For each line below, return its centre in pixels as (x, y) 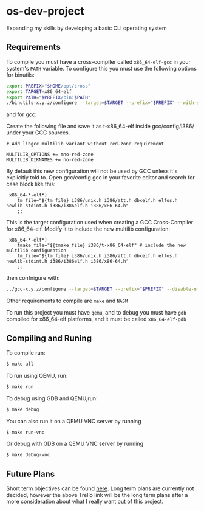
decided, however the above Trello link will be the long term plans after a (97, 495)
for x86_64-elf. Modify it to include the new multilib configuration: (88, 229)
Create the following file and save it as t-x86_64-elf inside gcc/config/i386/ (100, 127)
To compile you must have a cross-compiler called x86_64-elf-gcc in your (99, 61)
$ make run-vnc (25, 432)
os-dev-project (46, 11)
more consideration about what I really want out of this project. (85, 502)
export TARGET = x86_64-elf (39, 92)
